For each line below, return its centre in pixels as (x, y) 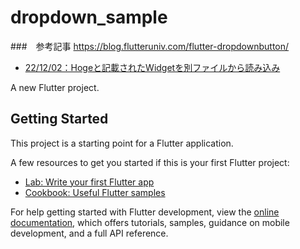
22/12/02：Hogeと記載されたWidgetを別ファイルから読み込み (152, 67)
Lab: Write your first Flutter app (89, 182)
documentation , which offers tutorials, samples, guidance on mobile (150, 222)
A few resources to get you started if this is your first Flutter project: (150, 162)
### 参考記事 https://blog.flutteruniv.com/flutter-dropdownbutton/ (150, 46)
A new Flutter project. (55, 87)
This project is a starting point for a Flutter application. (122, 143)
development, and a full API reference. (89, 233)
